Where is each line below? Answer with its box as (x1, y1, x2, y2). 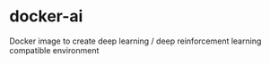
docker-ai (9, 6, 83, 27)
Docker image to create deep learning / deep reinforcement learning (9, 36, 262, 46)
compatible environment (9, 44, 100, 55)
